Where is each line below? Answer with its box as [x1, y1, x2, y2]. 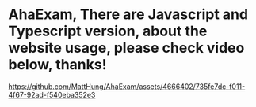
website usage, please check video [8, 39, 245, 57]
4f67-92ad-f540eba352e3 [8, 90, 96, 99]
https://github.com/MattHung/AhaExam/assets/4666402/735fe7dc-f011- [8, 81, 246, 91]
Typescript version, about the [8, 22, 208, 40]
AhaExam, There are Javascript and [8, 6, 248, 24]
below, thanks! [8, 56, 107, 74]
